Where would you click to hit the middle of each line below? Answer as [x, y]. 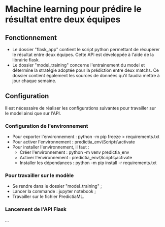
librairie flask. [26, 60]
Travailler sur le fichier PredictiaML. [48, 197]
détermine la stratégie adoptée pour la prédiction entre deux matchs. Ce [85, 70]
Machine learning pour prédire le [73, 9]
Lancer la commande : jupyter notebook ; [54, 191]
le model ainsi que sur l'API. [33, 113]
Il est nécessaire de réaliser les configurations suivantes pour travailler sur [81, 108]
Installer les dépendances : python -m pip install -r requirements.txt [88, 163]
